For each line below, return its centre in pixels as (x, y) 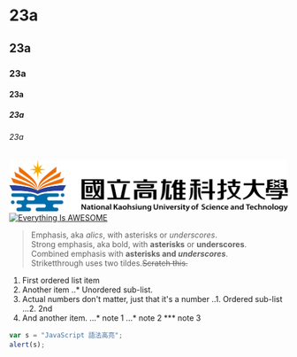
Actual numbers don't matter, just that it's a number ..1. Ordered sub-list (152, 299)
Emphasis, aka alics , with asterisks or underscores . (124, 235)
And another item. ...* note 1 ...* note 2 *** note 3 (111, 318)
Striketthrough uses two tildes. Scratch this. (109, 263)
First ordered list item (61, 280)
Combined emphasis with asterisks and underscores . (129, 253)
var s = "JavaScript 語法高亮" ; (66, 335)
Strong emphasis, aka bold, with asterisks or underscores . (139, 244)
